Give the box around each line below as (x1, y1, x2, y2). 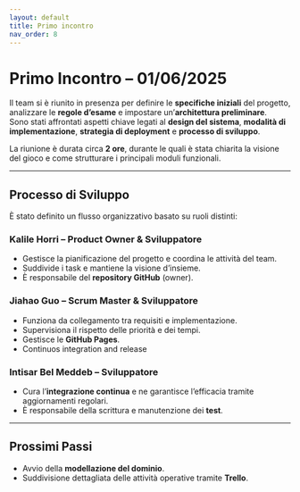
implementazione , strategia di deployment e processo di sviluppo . (9, 126, 261, 137)
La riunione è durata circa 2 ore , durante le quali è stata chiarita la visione (9, 144, 279, 154)
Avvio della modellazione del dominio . (21, 463, 165, 473)
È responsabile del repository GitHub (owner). (21, 272, 194, 283)
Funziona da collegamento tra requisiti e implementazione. (21, 314, 238, 326)
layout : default (9, 13, 70, 22)
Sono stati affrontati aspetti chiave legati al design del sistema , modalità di (9, 117, 287, 128)
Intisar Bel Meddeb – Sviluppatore (9, 365, 159, 378)
